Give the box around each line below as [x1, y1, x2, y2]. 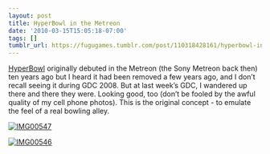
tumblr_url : [8, 42, 48, 50]
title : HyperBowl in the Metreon [8, 19, 121, 27]
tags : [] [8, 34, 38, 43]
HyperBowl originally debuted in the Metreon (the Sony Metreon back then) [8, 63, 259, 73]
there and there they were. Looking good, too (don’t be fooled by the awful [8, 89, 256, 99]
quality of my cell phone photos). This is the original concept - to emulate [8, 98, 252, 107]
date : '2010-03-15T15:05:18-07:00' [8, 26, 128, 34]
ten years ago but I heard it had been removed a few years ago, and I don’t [8, 72, 256, 82]
